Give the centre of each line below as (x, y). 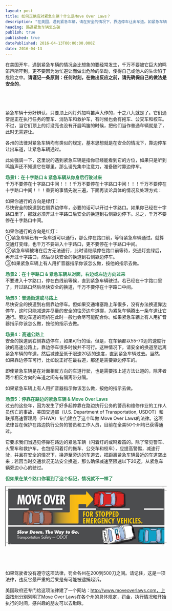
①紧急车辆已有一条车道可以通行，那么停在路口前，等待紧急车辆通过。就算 (85, 237)
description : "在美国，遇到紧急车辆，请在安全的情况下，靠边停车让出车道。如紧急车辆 (86, 22)
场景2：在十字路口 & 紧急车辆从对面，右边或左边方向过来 (65, 274)
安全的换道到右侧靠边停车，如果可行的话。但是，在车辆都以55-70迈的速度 (83, 340)
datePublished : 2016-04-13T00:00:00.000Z (50, 44)
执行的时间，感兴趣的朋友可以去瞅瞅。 (46, 603)
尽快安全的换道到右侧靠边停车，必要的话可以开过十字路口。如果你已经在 (81, 207)
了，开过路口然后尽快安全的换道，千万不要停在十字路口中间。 (70, 287)
